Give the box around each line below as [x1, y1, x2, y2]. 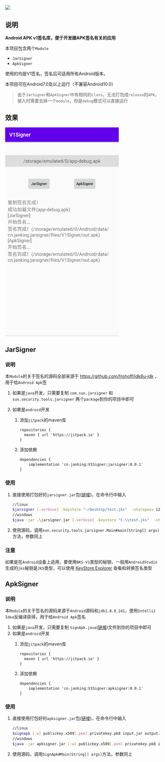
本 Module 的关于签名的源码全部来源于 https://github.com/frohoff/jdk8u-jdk [5, 373, 154, 380]
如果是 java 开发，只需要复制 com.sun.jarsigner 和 [12, 390, 113, 396]
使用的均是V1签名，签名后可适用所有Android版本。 [5, 71, 108, 76]
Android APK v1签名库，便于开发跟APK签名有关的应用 [5, 35, 116, 40]
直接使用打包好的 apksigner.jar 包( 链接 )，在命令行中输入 [12, 716, 127, 722]
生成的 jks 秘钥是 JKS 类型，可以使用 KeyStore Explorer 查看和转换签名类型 [5, 565, 153, 571]
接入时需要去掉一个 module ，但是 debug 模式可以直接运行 [17, 98, 128, 104]
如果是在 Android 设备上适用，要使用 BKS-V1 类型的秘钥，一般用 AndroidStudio [5, 559, 158, 565]
